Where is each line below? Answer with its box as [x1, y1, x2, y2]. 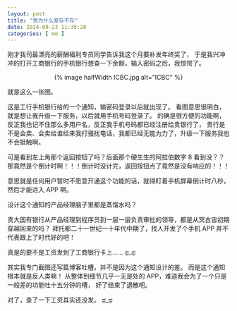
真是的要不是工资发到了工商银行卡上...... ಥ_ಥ [7, 248, 136, 257]
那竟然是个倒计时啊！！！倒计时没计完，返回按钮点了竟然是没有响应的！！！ [7, 161, 230, 170]
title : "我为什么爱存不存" [7, 17, 78, 24]
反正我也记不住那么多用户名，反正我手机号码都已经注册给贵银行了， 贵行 [7, 121, 219, 129]
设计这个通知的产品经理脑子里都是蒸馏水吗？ [7, 200, 138, 209]
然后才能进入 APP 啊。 [7, 185, 73, 194]
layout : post [7, 10, 46, 18]
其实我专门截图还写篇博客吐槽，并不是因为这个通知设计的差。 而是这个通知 [7, 263, 226, 272]
